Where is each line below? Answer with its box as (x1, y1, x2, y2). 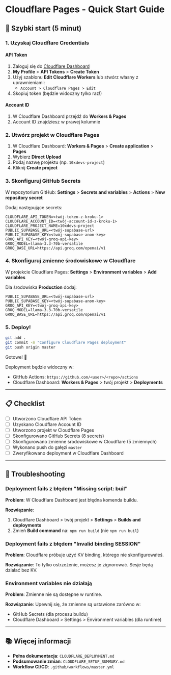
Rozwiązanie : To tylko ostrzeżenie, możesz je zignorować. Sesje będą (5, 561, 153, 567)
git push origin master (5, 344, 56, 350)
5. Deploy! (5, 323, 32, 331)
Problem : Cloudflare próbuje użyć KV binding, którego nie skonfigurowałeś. (5, 552, 164, 558)
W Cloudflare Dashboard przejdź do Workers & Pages (12, 113, 127, 119)
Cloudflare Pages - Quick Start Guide (5, 4, 165, 15)
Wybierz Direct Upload (12, 154, 62, 160)
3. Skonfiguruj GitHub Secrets (5, 178, 81, 185)
